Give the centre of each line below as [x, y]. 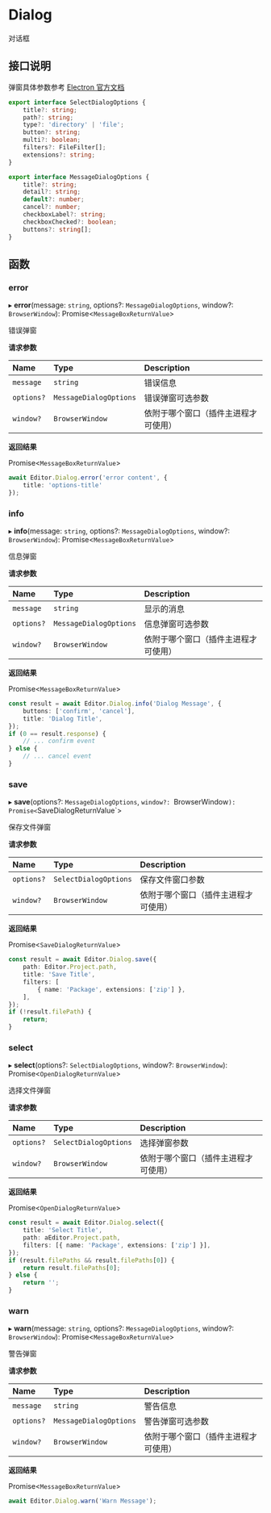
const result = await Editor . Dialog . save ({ [83, 959]
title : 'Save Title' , [59, 975]
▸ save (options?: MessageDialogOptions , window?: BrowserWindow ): [122, 802]
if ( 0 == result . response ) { [57, 734]
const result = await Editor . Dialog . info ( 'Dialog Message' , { [115, 704]
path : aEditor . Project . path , [72, 1238]
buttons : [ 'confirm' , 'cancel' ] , [79, 711]
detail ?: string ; [52, 192]
